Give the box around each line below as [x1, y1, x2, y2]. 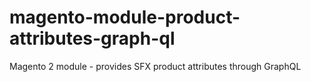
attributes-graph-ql [9, 27, 176, 50]
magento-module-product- [9, 6, 241, 29]
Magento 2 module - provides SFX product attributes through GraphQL [9, 60, 302, 72]
